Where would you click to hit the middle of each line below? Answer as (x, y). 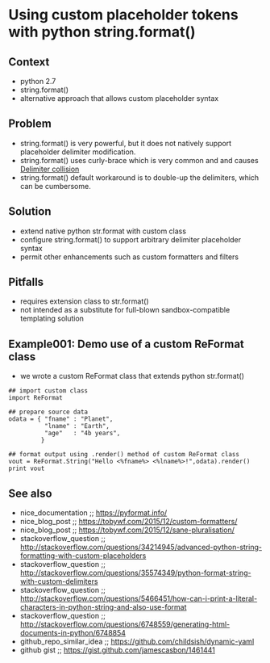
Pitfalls (26, 282)
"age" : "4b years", (82, 434)
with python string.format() (102, 32)
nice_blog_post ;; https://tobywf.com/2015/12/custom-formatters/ (129, 522)
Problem (30, 124)
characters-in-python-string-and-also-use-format (103, 607)
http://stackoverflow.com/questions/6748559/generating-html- (125, 624)
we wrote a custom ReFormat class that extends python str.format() (132, 376)
